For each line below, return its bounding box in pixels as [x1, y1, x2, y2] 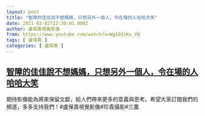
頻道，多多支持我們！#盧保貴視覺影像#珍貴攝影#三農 [6, 103, 139, 110]
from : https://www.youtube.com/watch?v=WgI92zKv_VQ [6, 32, 140, 38]
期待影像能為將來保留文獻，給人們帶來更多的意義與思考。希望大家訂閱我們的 [6, 95, 198, 103]
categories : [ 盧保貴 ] [6, 43, 64, 49]
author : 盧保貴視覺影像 [6, 26, 60, 32]
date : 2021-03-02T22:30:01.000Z [6, 20, 88, 26]
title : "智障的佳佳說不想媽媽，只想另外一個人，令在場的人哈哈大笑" [6, 15, 158, 21]
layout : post [6, 9, 40, 15]
